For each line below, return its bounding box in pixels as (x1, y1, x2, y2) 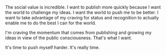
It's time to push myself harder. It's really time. (5, 45, 100, 50)
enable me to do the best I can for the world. (5, 20, 96, 26)
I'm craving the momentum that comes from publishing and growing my (5, 30, 152, 35)
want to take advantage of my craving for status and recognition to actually (5, 15, 159, 20)
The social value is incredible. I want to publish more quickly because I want (5, 4, 161, 10)
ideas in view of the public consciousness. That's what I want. (5, 35, 133, 41)
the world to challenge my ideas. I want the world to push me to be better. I (5, 9, 159, 15)
